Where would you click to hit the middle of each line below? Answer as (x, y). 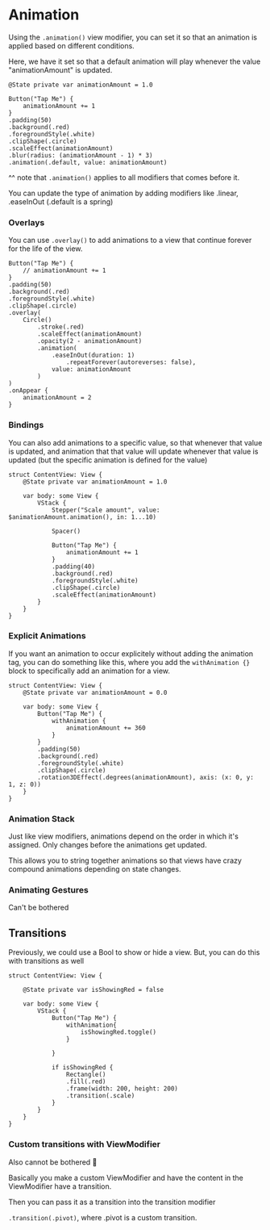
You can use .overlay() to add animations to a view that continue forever (130, 241)
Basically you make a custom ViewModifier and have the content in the (126, 1178)
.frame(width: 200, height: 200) (122, 1089)
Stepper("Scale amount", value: (106, 510)
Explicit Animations (47, 636)
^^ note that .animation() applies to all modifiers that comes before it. (124, 177)
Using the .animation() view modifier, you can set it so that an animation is (133, 37)
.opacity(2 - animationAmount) (90, 341)
